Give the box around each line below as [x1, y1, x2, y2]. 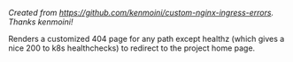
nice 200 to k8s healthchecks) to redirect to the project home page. [8, 43, 256, 53]
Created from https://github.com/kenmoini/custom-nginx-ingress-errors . [8, 8, 274, 17]
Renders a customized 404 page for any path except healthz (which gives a [8, 34, 285, 44]
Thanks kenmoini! [8, 17, 73, 27]
